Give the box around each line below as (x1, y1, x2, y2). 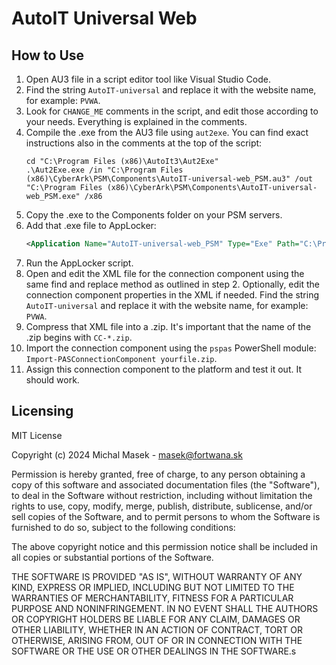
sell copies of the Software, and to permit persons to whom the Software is (11, 510, 321, 522)
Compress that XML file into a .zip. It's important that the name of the (25, 320, 312, 332)
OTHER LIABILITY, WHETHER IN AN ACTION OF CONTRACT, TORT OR (11, 623, 303, 636)
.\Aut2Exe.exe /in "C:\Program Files (25, 165, 184, 175)
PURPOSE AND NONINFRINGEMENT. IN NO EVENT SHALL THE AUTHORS (11, 602, 319, 614)
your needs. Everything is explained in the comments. (25, 116, 248, 127)
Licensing (11, 403, 74, 420)
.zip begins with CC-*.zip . (25, 331, 133, 343)
